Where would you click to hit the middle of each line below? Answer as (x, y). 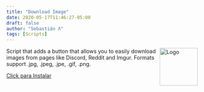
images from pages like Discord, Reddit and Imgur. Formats (80, 58)
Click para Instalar (29, 76)
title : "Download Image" (38, 12)
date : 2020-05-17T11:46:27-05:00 (49, 17)
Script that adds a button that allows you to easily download (81, 51)
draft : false (23, 23)
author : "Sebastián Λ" (35, 29)
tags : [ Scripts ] (27, 34)
